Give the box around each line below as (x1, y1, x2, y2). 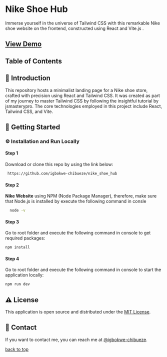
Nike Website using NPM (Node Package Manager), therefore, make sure (5, 193, 157, 199)
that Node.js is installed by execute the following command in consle (5, 198, 146, 204)
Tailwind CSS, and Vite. (5, 108, 53, 114)
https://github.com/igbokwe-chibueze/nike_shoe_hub (7, 171, 117, 176)
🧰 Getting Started (5, 122, 60, 131)
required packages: (5, 235, 45, 241)
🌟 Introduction (5, 74, 51, 82)
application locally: (5, 272, 44, 278)
